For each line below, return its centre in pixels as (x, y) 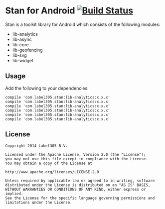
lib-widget (23, 60)
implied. (14, 194)
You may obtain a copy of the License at (49, 163)
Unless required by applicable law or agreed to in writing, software (80, 181)
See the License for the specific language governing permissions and (80, 198)
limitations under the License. (39, 202)
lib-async (22, 39)
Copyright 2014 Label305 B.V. (37, 146)
